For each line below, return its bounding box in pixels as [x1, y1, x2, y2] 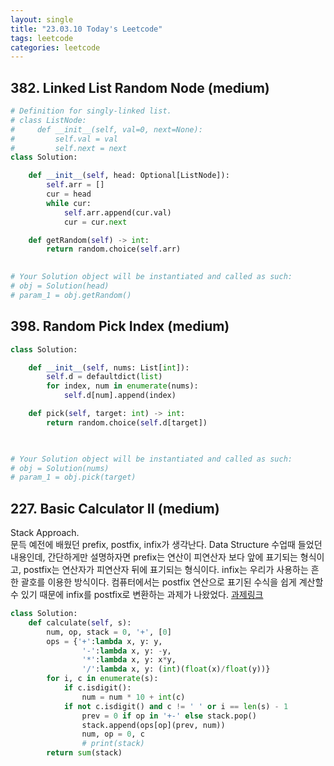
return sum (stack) [46, 748, 123, 758]
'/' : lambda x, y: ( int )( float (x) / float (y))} [81, 664, 271, 675]
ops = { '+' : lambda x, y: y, [46, 636, 163, 646]
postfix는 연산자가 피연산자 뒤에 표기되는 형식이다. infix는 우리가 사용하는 [23, 564, 309, 576]
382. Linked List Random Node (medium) [10, 79, 270, 96]
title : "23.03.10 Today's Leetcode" [10, 24, 163, 34]
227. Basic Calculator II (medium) [10, 500, 220, 517]
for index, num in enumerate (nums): [46, 381, 199, 391]
